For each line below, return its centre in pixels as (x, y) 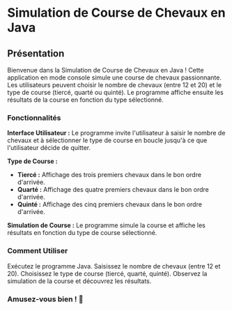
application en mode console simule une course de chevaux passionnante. (114, 77)
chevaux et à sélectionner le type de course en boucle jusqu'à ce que (107, 140)
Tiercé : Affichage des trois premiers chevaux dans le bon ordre (109, 175)
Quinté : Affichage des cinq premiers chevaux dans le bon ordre (109, 204)
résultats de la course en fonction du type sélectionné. (85, 100)
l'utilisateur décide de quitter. (49, 148)
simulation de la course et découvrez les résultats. (79, 281)
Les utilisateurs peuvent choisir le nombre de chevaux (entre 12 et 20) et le (114, 85)
